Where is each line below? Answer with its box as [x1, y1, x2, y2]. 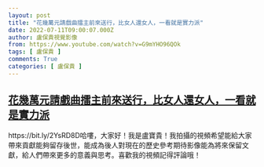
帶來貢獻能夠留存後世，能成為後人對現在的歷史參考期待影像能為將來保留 [8, 140, 242, 150]
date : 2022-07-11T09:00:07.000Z [8, 26, 114, 34]
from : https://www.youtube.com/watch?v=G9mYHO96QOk [8, 41, 181, 49]
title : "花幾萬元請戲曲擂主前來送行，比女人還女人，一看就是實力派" [8, 19, 204, 27]
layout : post [8, 11, 51, 20]
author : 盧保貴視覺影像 [8, 33, 78, 42]
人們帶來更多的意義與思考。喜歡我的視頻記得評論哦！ [28, 150, 201, 159]
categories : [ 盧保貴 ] [8, 63, 82, 71]
